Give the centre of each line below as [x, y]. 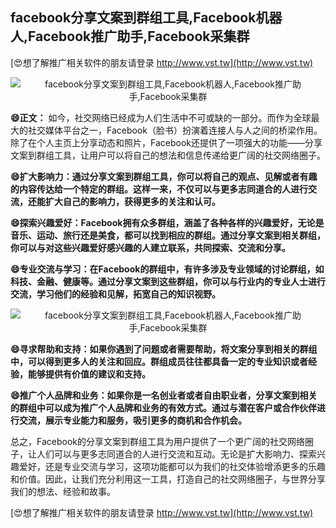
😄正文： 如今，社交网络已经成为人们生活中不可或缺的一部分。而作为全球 [161, 117]
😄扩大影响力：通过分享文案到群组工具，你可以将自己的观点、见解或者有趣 [164, 176]
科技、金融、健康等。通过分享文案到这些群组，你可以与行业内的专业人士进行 [168, 281]
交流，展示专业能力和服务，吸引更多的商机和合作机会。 [132, 420]
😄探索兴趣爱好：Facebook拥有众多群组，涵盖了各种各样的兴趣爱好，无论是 [167, 222]
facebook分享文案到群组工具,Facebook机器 [146, 18]
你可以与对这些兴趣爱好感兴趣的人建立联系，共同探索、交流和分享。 [150, 247]
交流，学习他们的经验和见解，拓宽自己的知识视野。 [115, 294]
